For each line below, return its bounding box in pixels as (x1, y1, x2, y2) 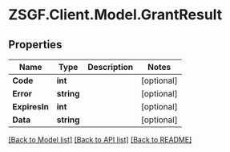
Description (87, 62, 134, 72)
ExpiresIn (12, 101, 50, 112)
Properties (8, 38, 63, 51)
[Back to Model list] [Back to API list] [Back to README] (8, 135, 192, 144)
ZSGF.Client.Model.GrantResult (8, 6, 223, 24)
